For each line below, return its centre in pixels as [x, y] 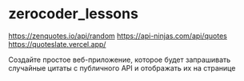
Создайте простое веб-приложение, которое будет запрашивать [120, 60]
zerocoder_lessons [73, 14]
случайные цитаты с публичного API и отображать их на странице [122, 67]
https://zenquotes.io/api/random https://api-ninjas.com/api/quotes [118, 36]
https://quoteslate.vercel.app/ [57, 44]
